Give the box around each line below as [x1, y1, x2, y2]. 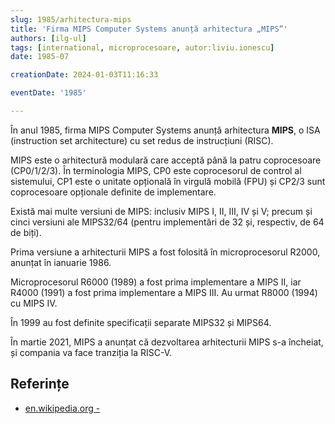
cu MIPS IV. [10, 297, 58, 309]
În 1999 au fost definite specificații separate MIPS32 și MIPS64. [10, 316, 272, 328]
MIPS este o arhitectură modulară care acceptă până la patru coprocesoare [10, 154, 322, 166]
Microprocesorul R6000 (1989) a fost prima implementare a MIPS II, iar [10, 276, 302, 288]
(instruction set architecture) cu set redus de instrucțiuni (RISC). [10, 134, 274, 146]
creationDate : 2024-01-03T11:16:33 [10, 70, 159, 80]
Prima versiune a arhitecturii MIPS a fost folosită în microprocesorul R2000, [10, 246, 321, 258]
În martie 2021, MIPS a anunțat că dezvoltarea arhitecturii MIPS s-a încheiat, [10, 336, 324, 348]
